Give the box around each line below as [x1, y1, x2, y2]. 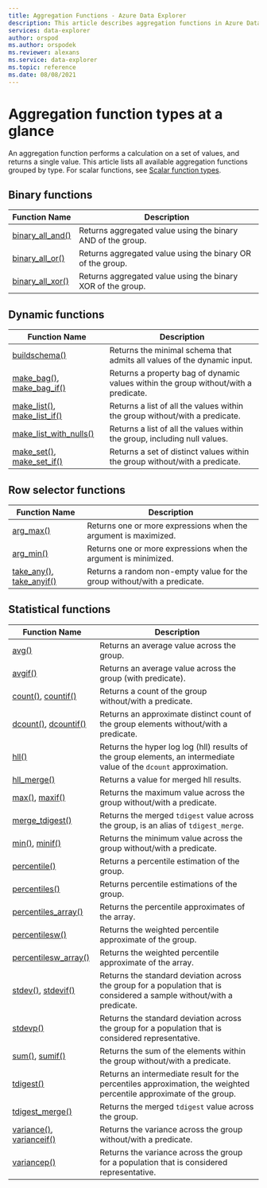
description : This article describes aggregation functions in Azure [8, 19, 244, 27]
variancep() [12, 1156, 56, 1167]
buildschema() [12, 350, 67, 361]
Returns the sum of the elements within [99, 1045, 246, 1056]
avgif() [12, 667, 37, 678]
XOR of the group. [79, 281, 146, 292]
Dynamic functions [8, 308, 105, 321]
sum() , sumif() [12, 1050, 66, 1062]
